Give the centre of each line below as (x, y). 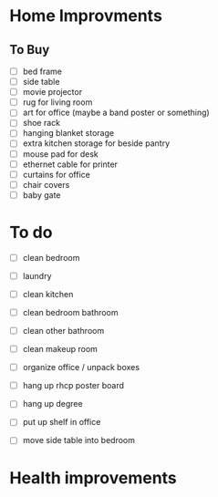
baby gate (42, 195)
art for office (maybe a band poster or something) (116, 113)
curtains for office (57, 174)
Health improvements (93, 477)
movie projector (52, 92)
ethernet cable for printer (70, 164)
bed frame (42, 71)
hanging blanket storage (68, 133)
